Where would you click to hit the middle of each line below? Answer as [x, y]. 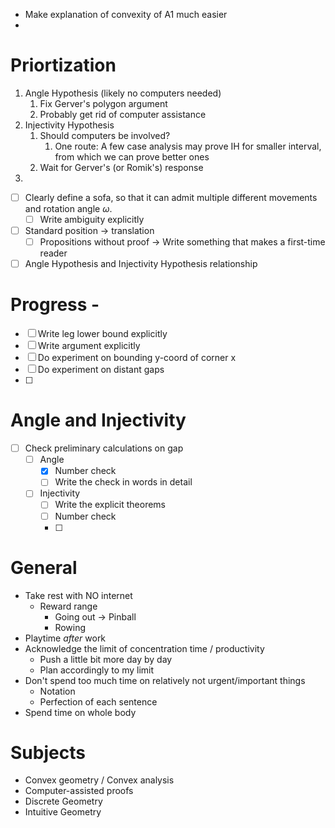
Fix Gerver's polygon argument [103, 103]
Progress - [55, 305]
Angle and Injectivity [98, 420]
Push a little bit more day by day [106, 659]
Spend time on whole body [80, 712]
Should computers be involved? [105, 135]
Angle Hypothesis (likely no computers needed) [123, 93]
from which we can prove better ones [132, 156]
